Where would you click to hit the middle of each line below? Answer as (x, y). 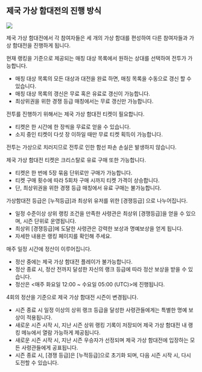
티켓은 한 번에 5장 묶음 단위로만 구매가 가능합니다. (74, 172)
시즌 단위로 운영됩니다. (50, 221)
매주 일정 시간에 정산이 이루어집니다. (49, 248)
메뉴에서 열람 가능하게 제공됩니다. (61, 332)
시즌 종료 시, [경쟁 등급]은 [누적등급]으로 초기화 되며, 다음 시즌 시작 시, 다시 (103, 355)
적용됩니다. (39, 317)
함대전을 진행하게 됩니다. (42, 45)
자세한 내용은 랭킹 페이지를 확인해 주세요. (63, 236)
